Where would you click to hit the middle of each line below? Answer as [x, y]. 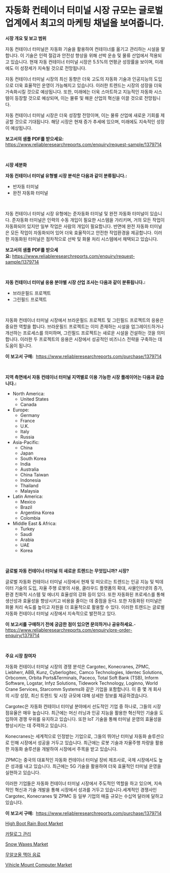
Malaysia [29, 491]
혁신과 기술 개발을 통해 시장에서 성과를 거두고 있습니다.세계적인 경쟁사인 [86, 790]
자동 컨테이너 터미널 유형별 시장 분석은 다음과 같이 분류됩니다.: [66, 176]
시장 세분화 [16, 165]
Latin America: [28, 496]
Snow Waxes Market [27, 844]
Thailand [29, 485]
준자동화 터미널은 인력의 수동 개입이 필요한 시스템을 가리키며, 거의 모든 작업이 [88, 220]
